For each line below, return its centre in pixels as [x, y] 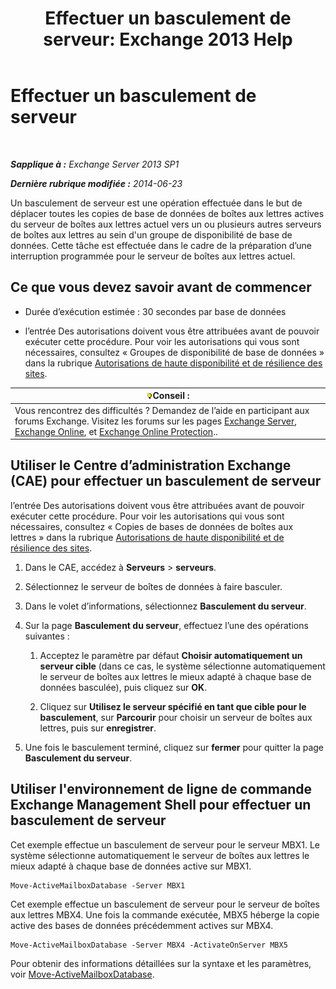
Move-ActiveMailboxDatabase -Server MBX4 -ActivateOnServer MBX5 [149, 945]
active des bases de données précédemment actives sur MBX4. [142, 925]
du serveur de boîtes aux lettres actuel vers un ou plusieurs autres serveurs [166, 224]
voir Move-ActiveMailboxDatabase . [82, 974]
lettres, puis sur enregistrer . [98, 728]
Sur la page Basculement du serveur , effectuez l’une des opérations [166, 625]
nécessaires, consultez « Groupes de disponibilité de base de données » [174, 352]
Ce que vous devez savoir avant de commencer [161, 287]
